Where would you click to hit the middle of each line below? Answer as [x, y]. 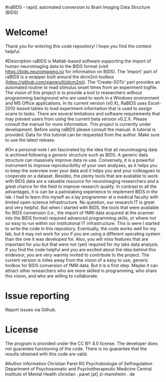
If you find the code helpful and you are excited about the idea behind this [81, 249]
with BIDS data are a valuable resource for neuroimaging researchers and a [82, 181]
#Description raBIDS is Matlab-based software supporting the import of [78, 61]
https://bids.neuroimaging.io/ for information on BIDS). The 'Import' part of [81, 71]
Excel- [155, 103]
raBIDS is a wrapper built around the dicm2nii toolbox [60, 77]
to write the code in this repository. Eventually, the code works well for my [81, 228]
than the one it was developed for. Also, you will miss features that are [77, 239]
